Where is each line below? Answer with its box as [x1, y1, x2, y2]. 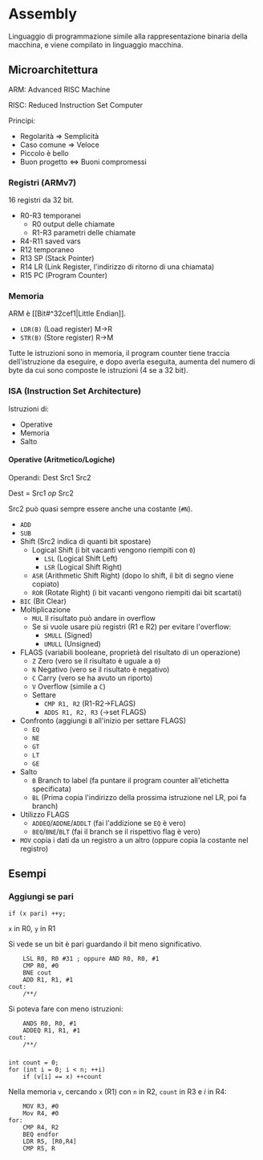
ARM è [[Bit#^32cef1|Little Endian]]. [8, 308, 127, 318]
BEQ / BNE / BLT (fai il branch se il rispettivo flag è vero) [31, 827, 201, 836]
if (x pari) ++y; [8, 909, 67, 917]
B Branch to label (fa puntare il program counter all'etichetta [31, 775, 229, 785]
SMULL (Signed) [43, 630, 93, 639]
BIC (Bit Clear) [19, 596, 67, 606]
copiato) [31, 579, 60, 589]
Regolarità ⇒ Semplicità [19, 131, 99, 141]
